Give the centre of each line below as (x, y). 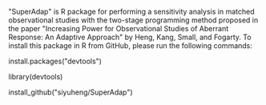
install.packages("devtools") (55, 61)
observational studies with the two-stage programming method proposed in (133, 20)
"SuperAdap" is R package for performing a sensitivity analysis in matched (131, 12)
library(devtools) (36, 77)
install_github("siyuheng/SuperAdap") (71, 92)
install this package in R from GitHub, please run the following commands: (130, 46)
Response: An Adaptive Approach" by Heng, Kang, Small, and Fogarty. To (130, 37)
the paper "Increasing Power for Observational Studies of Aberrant (119, 28)
